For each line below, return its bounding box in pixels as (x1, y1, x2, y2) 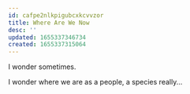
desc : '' (8, 26, 37, 34)
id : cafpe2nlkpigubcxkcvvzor (8, 11, 104, 20)
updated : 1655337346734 (8, 33, 87, 42)
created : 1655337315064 (8, 41, 87, 49)
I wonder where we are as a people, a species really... (8, 78, 183, 87)
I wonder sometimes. (8, 62, 76, 71)
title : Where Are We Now (8, 19, 90, 27)
